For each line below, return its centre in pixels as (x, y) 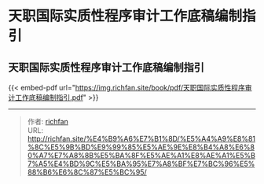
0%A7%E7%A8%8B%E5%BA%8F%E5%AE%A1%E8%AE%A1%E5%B (141, 155)
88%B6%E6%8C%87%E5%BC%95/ (87, 172)
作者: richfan (48, 121)
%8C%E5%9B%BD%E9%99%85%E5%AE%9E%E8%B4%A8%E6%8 (141, 147)
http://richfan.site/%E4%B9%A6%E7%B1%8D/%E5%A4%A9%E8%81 (141, 139)
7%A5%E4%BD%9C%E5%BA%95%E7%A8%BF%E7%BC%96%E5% (141, 164)
